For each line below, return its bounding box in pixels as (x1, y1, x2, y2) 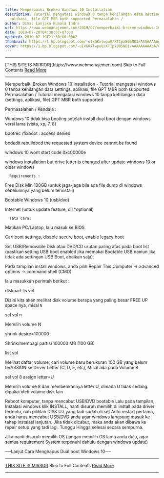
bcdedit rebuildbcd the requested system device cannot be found (5, 140, 137, 146)
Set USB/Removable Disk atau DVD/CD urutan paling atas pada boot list (5, 243, 149, 249)
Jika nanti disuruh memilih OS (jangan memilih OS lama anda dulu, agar (5, 433, 149, 439)
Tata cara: (9, 216, 32, 221)
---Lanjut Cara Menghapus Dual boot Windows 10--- (5, 448, 111, 454)
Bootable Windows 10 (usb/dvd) (5, 197, 70, 202)
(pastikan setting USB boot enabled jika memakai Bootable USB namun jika (5, 249, 156, 254)
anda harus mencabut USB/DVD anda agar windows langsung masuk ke (5, 414, 150, 420)
